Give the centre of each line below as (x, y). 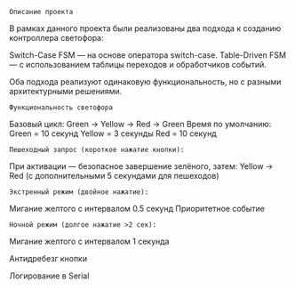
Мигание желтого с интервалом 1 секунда (89, 241)
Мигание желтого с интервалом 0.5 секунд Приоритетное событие (137, 209)
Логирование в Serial (49, 276)
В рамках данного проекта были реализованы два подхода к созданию (145, 28)
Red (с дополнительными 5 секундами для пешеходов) (114, 176)
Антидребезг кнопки (48, 258)
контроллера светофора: (56, 38)
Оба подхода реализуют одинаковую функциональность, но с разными (145, 82)
